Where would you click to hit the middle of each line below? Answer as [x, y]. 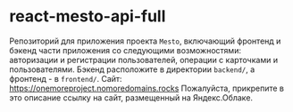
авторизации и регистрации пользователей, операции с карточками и [144, 60]
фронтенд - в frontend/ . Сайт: [66, 78]
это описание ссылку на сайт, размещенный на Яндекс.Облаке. [131, 97]
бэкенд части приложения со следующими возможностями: [125, 50]
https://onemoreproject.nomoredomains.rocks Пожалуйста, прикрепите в [146, 88]
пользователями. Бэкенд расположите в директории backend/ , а [132, 69]
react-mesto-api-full [88, 16]
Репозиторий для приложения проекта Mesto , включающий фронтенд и [145, 41]
